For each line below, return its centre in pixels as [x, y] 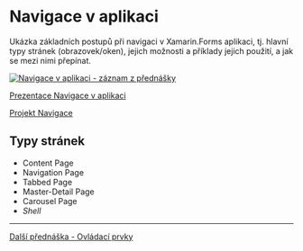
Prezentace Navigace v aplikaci [68, 95]
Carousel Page [50, 201]
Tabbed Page [47, 182]
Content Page [48, 163]
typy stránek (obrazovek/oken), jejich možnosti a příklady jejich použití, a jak [151, 50]
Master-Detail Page [58, 192]
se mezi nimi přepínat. [50, 60]
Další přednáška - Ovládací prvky [71, 237]
